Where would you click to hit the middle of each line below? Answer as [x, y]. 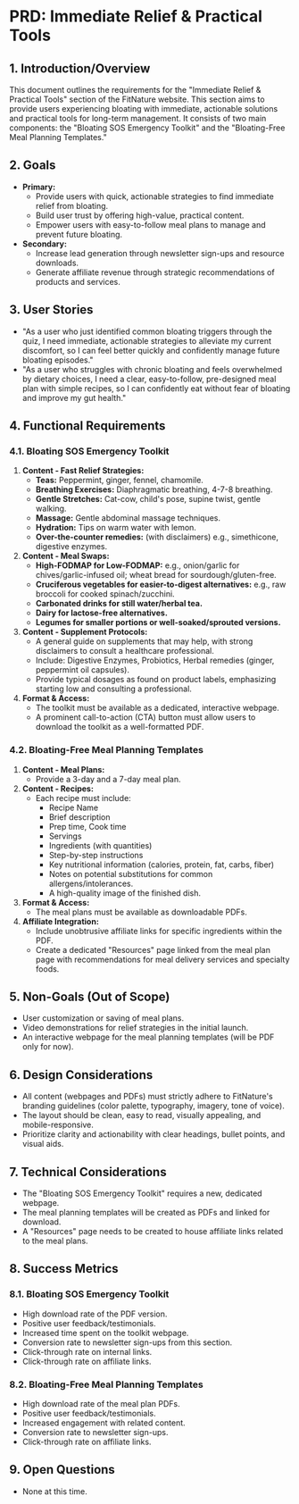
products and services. [78, 281]
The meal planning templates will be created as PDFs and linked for [146, 1213]
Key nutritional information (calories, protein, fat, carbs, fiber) [162, 865]
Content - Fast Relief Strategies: [83, 471]
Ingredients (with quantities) [100, 845]
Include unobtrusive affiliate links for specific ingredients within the [159, 931]
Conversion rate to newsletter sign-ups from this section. [127, 1342]
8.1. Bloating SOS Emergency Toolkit [89, 1294]
